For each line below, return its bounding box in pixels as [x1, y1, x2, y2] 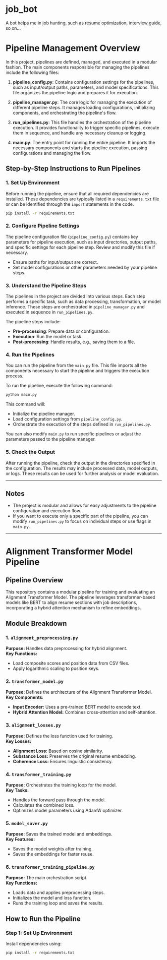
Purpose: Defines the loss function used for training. [5, 733, 113, 739]
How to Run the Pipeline [5, 914, 81, 923]
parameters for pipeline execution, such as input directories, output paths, [5, 239, 157, 245]
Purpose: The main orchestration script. [5, 875, 88, 881]
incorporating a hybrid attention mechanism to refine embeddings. [5, 605, 141, 611]
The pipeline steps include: [5, 319, 61, 325]
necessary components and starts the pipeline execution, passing [12, 145, 148, 151]
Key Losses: [5, 738, 32, 744]
